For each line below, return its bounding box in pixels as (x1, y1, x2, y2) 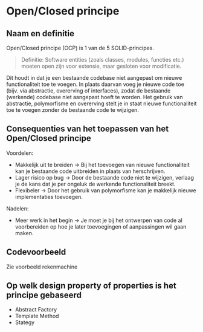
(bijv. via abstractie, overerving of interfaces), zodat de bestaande (6, 87, 171, 94)
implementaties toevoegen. (14, 193, 83, 200)
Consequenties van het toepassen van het (6, 124, 169, 134)
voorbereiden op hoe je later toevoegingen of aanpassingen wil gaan (14, 223, 187, 230)
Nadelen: (6, 204, 29, 212)
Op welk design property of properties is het (6, 281, 176, 291)
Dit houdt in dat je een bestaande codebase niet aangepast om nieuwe (6, 74, 182, 81)
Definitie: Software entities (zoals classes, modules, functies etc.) (21, 56, 184, 63)
